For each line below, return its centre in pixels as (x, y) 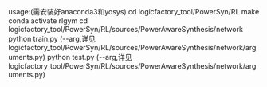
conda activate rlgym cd (48, 21)
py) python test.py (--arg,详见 (84, 57)
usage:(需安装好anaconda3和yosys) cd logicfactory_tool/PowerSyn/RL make (134, 12)
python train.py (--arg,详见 (52, 39)
